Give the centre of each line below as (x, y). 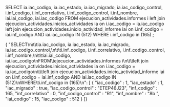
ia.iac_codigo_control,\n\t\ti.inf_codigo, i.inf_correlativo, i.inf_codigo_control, (85, 50)
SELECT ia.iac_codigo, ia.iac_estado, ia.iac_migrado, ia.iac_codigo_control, (84, 7)
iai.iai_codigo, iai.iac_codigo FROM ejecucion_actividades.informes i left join (85, 18)
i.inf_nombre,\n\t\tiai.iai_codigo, (38, 55)
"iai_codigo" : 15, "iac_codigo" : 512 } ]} (46, 99)
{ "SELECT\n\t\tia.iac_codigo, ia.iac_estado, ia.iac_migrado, (68, 45)
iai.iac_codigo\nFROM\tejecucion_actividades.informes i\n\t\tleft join (77, 61)
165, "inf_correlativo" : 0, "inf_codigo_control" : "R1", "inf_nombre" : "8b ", (82, 93)
